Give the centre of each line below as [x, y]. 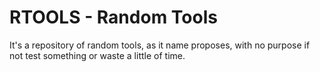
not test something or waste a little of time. [97, 55]
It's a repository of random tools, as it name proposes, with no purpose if [160, 45]
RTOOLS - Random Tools [113, 17]
